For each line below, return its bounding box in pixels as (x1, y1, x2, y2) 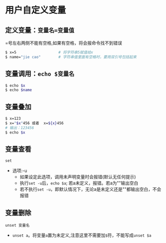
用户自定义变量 (5, 4, 66, 16)
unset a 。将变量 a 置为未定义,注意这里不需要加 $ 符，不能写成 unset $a (12, 232, 152, 239)
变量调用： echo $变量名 (5, 70, 74, 78)
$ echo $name (5, 87, 32, 92)
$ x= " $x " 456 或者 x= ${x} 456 (5, 121, 64, 126)
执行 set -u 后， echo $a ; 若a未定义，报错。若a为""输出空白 (19, 180, 139, 186)
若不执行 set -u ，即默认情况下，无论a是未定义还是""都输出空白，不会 (19, 186, 162, 192)
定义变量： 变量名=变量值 (5, 26, 74, 34)
